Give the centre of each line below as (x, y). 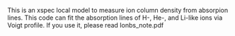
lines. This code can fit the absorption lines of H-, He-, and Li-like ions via (115, 18)
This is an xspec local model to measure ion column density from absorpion (118, 10)
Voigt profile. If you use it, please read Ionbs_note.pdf (86, 25)
